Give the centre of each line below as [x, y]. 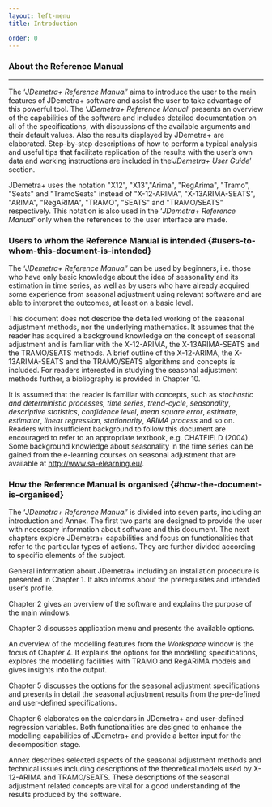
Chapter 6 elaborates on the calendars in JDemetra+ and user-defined [126, 719]
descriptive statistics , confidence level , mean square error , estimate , [123, 411]
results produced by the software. [65, 795]
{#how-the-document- [216, 484]
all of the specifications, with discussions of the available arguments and [130, 126]
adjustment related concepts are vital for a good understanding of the [125, 786]
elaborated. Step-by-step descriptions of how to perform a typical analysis [133, 144]
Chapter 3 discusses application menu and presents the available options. [132, 629]
